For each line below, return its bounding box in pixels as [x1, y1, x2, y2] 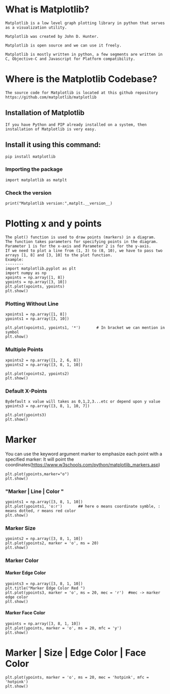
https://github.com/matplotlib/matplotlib [5, 95, 97, 100]
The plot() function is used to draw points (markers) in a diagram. [5, 235, 156, 240]
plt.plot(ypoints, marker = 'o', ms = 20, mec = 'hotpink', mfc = [5, 675, 149, 680]
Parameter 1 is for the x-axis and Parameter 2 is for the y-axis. [5, 244, 152, 249]
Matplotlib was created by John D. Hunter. [5, 34, 99, 39]
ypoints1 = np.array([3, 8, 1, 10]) [5, 500, 83, 505]
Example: [5, 257, 24, 262]
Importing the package [5, 166, 63, 173]
